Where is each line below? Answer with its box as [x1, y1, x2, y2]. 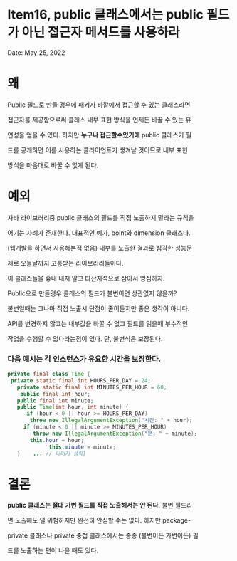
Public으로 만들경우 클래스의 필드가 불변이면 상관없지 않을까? [7, 289, 177, 298]
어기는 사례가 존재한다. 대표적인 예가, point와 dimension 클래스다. [7, 229, 191, 237]
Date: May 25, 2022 [7, 48, 65, 57]
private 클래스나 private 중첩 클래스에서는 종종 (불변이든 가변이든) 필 [7, 531, 199, 540]
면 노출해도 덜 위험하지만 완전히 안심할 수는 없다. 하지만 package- [7, 516, 191, 525]
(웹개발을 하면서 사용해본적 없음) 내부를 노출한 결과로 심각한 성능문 [7, 243, 193, 252]
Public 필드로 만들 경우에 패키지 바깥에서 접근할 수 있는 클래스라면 [7, 100, 191, 109]
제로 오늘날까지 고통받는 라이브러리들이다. [7, 258, 124, 267]
